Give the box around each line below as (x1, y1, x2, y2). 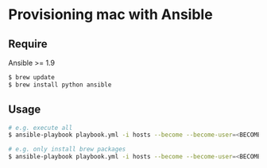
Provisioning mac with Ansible (8, 6, 213, 24)
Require (8, 37, 48, 51)
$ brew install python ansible (8, 81, 112, 89)
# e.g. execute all (8, 124, 73, 132)
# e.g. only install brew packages (8, 145, 126, 154)
